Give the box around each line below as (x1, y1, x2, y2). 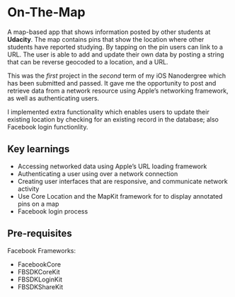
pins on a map (17, 199, 59, 208)
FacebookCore (17, 260, 62, 269)
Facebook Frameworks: (7, 246, 76, 255)
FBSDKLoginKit (17, 275, 62, 284)
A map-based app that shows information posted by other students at (7, 28, 211, 36)
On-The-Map (7, 4, 86, 21)
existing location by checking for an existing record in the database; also (7, 115, 219, 124)
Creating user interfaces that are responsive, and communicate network (17, 177, 228, 185)
